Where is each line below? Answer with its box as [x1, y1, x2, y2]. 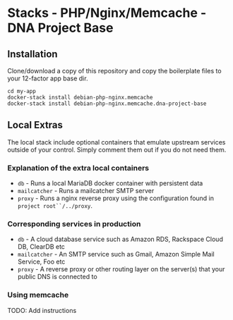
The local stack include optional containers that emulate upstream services [7, 137, 226, 146]
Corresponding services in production [7, 219, 141, 229]
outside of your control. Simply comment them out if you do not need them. [7, 145, 227, 154]
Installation [7, 48, 58, 60]
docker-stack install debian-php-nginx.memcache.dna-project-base [7, 100, 207, 107]
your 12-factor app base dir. [7, 74, 88, 82]
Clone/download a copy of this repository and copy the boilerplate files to [7, 67, 222, 75]
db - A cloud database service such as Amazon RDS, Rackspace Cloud [17, 235, 224, 244]
